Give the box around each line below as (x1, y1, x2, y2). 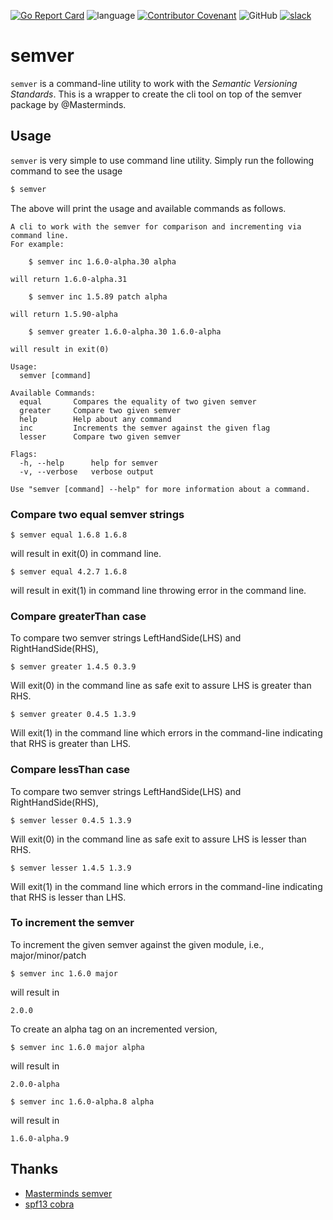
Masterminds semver (24, 1187, 113, 1199)
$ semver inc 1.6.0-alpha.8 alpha (10, 1096, 155, 1107)
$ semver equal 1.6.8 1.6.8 (10, 530, 128, 540)
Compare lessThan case (10, 763, 131, 777)
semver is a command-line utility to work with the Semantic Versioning (10, 77, 298, 89)
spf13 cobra (24, 1198, 75, 1210)
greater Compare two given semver (19, 405, 182, 415)
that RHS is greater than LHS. (10, 738, 132, 750)
